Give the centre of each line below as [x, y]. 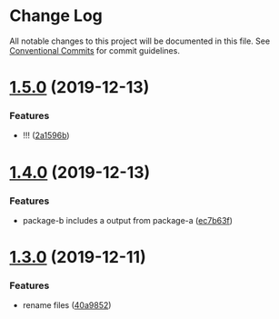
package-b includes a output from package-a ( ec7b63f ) [128, 220]
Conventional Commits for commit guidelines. [95, 50]
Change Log [56, 16]
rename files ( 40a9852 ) [67, 305]
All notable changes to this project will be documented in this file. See [140, 41]
